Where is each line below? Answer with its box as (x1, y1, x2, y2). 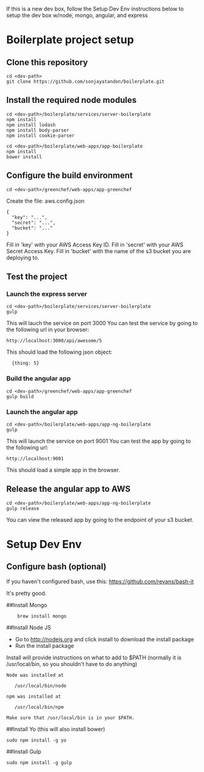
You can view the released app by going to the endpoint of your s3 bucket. (6, 516, 194, 523)
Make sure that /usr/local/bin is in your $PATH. (6, 715, 135, 721)
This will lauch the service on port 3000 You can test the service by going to (6, 320, 198, 327)
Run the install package (15, 642, 74, 649)
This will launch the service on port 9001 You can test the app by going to (6, 437, 191, 444)
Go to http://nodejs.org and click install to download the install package (15, 636, 194, 643)
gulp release (6, 505, 40, 511)
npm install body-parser (6, 127, 69, 133)
